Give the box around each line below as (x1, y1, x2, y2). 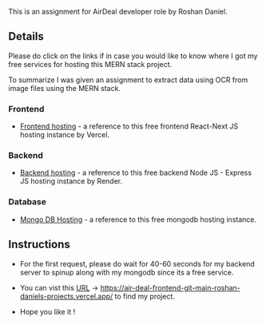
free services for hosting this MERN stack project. (8, 59, 173, 69)
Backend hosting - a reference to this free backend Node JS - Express (19, 168, 252, 178)
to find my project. (114, 291, 176, 301)
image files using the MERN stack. (8, 83, 121, 93)
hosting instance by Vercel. (19, 130, 110, 140)
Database (8, 196, 46, 207)
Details (8, 30, 44, 43)
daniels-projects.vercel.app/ (19, 291, 113, 301)
